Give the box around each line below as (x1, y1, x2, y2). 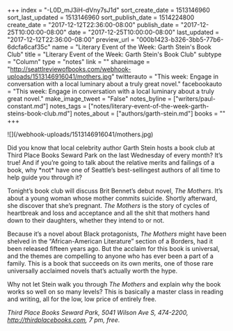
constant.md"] (7, 102, 49, 110)
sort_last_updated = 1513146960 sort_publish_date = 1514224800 (7, 13, 195, 22)
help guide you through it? (7, 173, 82, 181)
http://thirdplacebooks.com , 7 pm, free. (7, 316, 120, 324)
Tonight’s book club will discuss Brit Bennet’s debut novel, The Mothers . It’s (7, 187, 223, 195)
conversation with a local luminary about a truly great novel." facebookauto (7, 80, 223, 88)
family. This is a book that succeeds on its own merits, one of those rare (7, 259, 214, 267)
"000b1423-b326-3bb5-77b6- (136, 35, 224, 44)
